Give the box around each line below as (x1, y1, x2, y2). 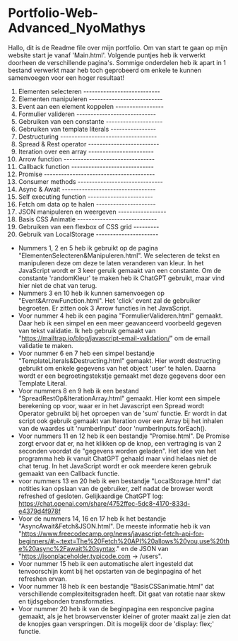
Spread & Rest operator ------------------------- (18, 139, 160, 148)
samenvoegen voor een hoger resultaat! (8, 73, 125, 82)
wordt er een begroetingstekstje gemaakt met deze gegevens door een (18, 371, 226, 380)
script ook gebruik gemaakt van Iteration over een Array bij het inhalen (18, 416, 224, 425)
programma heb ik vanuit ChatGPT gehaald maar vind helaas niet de (18, 454, 218, 463)
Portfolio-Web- (8, 5, 98, 21)
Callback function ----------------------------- (18, 162, 154, 171)
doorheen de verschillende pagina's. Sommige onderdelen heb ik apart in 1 (8, 58, 227, 67)
